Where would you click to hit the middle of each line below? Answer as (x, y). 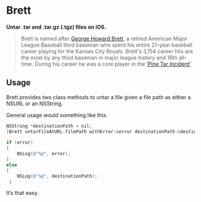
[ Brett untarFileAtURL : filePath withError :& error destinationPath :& (93, 131)
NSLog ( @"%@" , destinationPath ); (57, 176)
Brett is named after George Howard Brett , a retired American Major (104, 38)
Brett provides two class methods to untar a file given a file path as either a (99, 97)
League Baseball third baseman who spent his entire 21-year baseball (106, 45)
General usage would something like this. (57, 115)
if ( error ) (20, 143)
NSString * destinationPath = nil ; (49, 126)
